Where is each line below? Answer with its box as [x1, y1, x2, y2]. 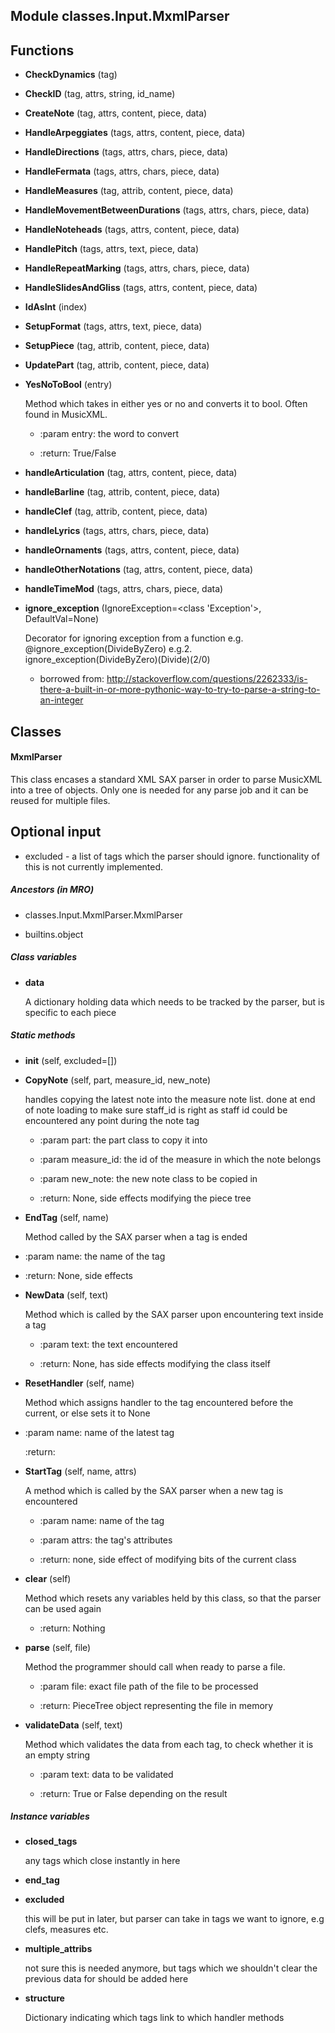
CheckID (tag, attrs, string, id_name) [24, 88, 176, 100]
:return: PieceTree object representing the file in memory [39, 1699, 274, 1711]
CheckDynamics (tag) [24, 69, 118, 81]
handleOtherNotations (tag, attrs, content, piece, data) [24, 564, 254, 576]
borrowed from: [39, 673, 105, 685]
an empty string [24, 1749, 91, 1761]
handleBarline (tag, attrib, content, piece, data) [24, 486, 221, 498]
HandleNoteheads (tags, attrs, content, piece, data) [24, 224, 240, 236]
